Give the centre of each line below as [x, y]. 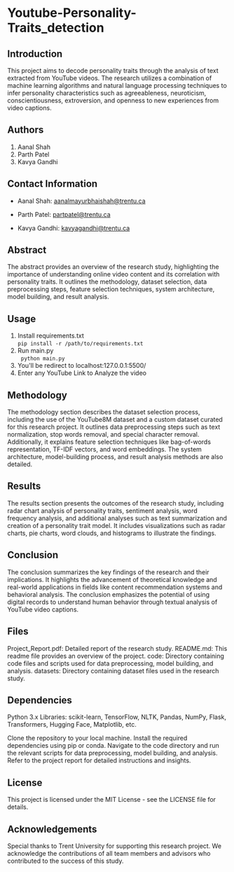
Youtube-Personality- [72, 13]
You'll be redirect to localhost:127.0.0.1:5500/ [82, 366]
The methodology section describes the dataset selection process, [104, 412]
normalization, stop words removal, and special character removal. [103, 435]
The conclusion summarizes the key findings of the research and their [108, 572]
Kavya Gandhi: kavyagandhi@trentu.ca [74, 228]
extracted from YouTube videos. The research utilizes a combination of [110, 78]
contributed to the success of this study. [66, 861]
